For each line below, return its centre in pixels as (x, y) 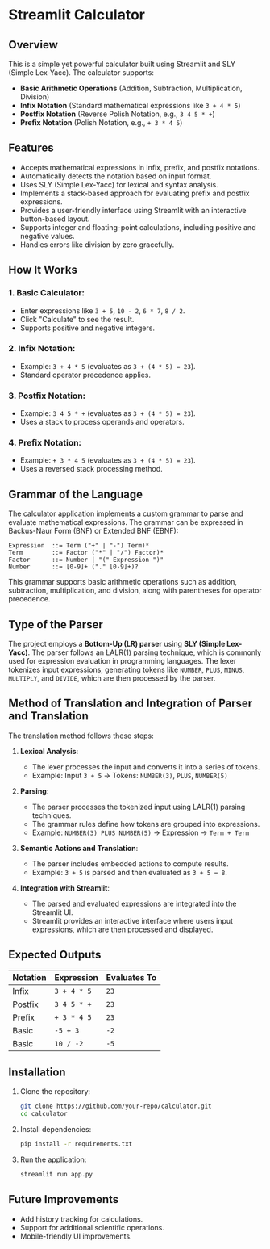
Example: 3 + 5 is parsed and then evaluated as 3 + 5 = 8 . (129, 872)
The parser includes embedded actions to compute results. (130, 863)
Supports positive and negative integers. (87, 328)
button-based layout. (55, 219)
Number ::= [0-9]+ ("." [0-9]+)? (73, 567)
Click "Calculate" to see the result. (77, 319)
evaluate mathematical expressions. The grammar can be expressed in (126, 522)
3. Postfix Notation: (47, 396)
